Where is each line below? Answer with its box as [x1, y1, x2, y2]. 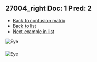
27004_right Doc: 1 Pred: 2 [5, 4, 92, 13]
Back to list [12, 23, 36, 29]
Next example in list [12, 28, 55, 35]
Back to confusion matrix [12, 17, 65, 23]
